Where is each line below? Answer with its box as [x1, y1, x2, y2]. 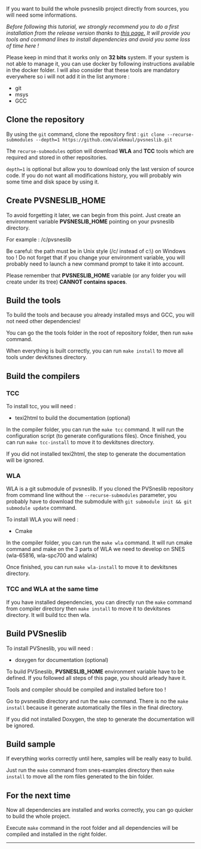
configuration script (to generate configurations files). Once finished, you [6, 432, 187, 439]
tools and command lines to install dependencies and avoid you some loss [6, 36, 190, 43]
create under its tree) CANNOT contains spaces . [6, 278, 127, 285]
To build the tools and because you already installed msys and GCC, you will [6, 311, 194, 318]
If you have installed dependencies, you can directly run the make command [6, 598, 192, 606]
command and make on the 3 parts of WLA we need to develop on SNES [6, 546, 185, 553]
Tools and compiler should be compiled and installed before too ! [6, 686, 166, 693]
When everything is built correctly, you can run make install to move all [6, 347, 184, 354]
